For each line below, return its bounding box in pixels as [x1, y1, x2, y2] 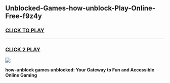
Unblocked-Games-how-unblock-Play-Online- [5, 4, 156, 13]
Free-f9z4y [5, 12, 42, 21]
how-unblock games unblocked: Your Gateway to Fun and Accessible [5, 66, 154, 72]
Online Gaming [5, 72, 37, 78]
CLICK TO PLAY [5, 27, 45, 34]
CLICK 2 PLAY [5, 46, 40, 53]
